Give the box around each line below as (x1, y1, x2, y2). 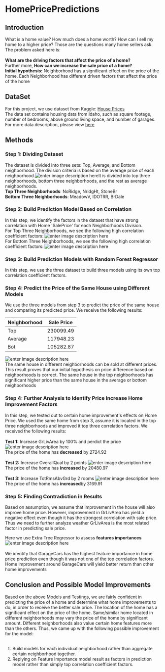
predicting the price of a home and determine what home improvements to (5, 599, 157, 605)
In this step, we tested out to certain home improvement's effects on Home (5, 412, 157, 418)
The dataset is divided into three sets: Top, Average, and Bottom (5, 162, 135, 168)
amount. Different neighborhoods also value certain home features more (5, 620, 152, 626)
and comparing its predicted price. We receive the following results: (5, 307, 143, 313)
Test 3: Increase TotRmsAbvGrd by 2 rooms (5, 475, 95, 481)
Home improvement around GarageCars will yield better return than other (5, 561, 154, 567)
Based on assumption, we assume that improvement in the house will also (5, 504, 155, 510)
